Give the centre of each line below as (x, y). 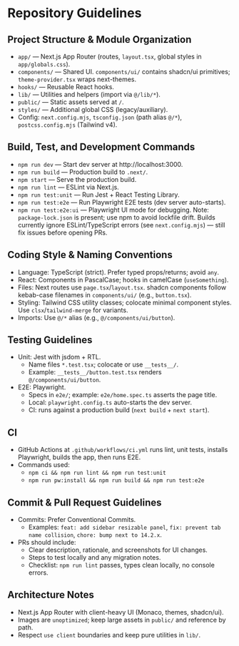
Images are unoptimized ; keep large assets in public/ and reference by (122, 620)
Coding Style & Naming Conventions (90, 255)
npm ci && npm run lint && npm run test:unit (97, 473)
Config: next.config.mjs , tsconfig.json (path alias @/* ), (100, 117)
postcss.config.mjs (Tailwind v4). (67, 125)
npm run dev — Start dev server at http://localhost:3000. (100, 164)
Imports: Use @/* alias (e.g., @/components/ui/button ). (96, 317)
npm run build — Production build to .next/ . (83, 172)
